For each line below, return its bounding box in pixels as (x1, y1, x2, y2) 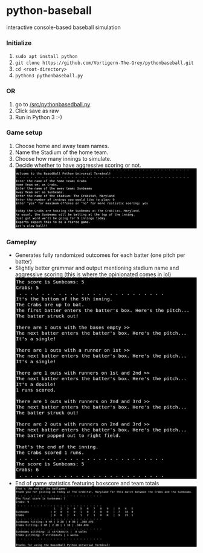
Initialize (6, 39, 32, 47)
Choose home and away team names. (14, 142, 109, 149)
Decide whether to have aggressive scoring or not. (14, 161, 142, 169)
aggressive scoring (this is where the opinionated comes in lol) (14, 271, 172, 278)
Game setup (6, 128, 43, 137)
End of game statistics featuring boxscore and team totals (14, 480, 159, 487)
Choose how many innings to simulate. (14, 155, 112, 162)
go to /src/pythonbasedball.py (14, 100, 91, 108)
